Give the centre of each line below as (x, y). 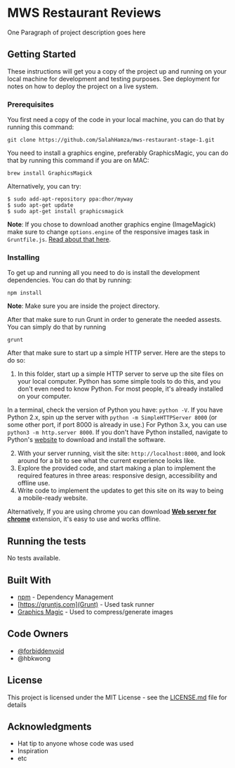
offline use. (34, 483)
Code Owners (38, 634)
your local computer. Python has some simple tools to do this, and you (119, 382)
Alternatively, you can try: (45, 187)
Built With (29, 580)
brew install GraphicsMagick (50, 173)
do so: (16, 361)
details (17, 705)
